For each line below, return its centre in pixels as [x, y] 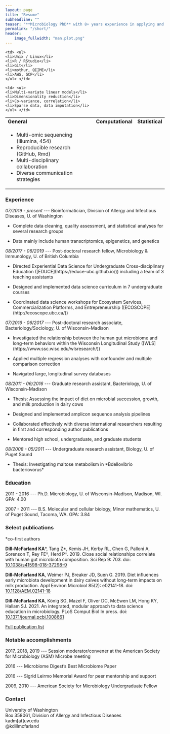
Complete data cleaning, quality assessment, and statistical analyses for [88, 226]
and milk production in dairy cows [48, 404]
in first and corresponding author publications [60, 429]
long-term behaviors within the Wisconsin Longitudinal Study [76, 343]
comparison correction [36, 364]
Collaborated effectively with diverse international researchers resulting [87, 424]
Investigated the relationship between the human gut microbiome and [85, 338]
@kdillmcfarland [22, 726]
